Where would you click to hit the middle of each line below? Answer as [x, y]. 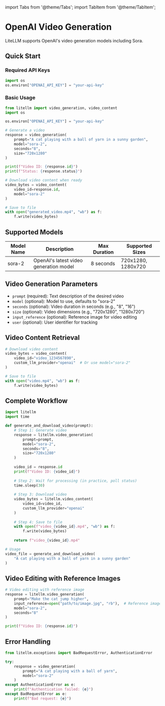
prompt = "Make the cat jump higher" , [52, 599]
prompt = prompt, [38, 439]
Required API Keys [28, 70]
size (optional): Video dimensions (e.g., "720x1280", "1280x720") [78, 312]
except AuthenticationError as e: [41, 685]
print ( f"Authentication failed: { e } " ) [54, 689]
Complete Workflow [36, 401]
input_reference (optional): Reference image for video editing [75, 317]
